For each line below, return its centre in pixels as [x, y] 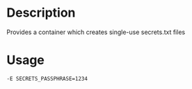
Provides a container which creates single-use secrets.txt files [96, 32]
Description [41, 13]
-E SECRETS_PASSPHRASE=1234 [47, 79]
